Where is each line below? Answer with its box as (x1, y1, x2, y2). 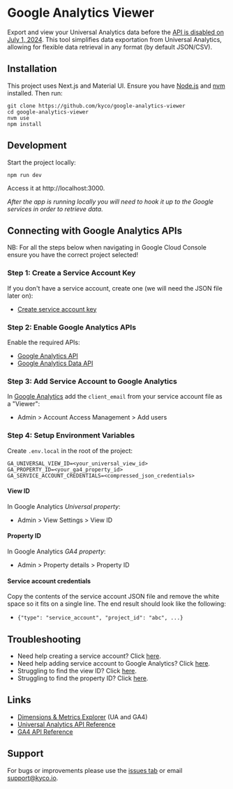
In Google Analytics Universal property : (7, 502, 121, 510)
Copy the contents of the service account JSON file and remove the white (7, 592, 220, 601)
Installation (7, 63, 57, 75)
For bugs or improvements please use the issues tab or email (7, 766, 183, 774)
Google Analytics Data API (17, 359, 93, 367)
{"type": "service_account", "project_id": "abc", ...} (17, 615, 183, 622)
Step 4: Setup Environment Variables (7, 431, 135, 441)
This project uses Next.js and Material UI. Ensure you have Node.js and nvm (7, 82, 225, 90)
